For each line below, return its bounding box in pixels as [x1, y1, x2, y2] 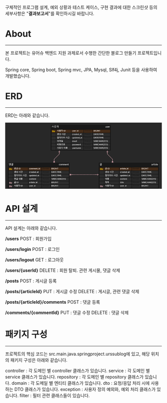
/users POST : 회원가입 [5, 236, 52, 242]
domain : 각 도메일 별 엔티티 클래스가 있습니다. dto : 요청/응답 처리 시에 [11, 380, 150, 386]
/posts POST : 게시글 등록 [5, 278, 57, 284]
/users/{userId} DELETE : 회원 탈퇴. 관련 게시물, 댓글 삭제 [5, 267, 120, 273]
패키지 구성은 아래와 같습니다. [10, 357, 68, 363]
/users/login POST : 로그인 [5, 246, 60, 252]
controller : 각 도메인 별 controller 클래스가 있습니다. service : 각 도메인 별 [5, 367, 150, 374]
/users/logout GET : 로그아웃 [5, 256, 64, 262]
